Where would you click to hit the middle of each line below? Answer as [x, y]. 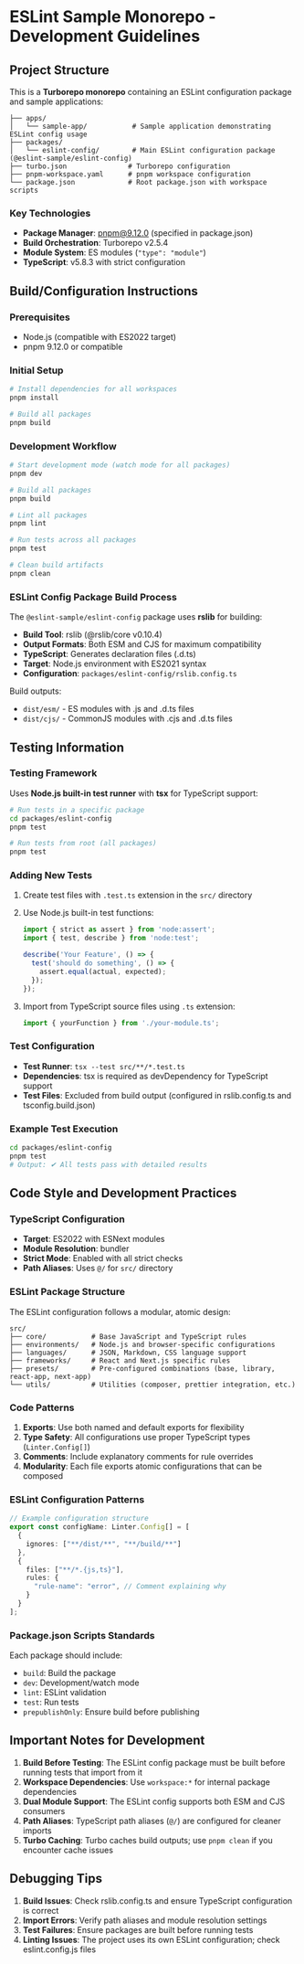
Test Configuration [52, 1046]
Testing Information [67, 747]
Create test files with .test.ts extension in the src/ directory [137, 895]
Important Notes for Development [107, 1741]
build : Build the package [69, 1673]
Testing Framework [53, 773]
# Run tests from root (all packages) [83, 844]
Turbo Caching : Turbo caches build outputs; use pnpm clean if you [147, 1840]
